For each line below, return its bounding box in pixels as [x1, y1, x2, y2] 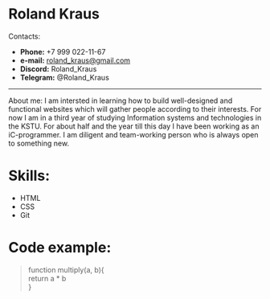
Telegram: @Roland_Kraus [19, 72, 110, 82]
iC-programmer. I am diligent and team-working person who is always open [8, 129, 259, 139]
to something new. [8, 138, 70, 148]
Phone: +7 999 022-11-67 [19, 47, 106, 56]
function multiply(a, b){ [27, 264, 104, 274]
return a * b [27, 273, 67, 283]
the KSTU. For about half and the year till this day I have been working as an [8, 121, 260, 131]
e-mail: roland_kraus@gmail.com [19, 55, 131, 65]
